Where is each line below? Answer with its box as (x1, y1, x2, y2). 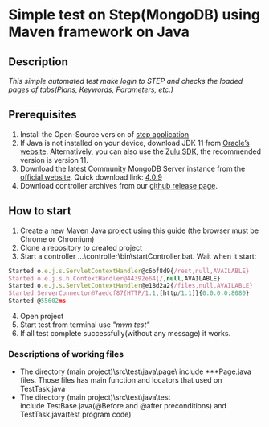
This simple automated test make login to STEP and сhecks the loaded (8, 77, 243, 85)
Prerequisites (8, 108, 77, 122)
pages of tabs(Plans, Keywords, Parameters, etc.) (8, 85, 174, 94)
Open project (19, 312, 64, 321)
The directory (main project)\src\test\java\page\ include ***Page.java (19, 367, 251, 376)
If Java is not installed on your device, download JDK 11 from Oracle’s (19, 138, 251, 147)
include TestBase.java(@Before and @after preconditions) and (19, 401, 227, 411)
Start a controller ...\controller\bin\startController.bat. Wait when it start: (19, 251, 257, 261)
